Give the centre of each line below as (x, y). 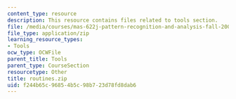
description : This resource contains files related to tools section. (113, 20)
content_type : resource (42, 14)
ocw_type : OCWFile (34, 53)
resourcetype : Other (38, 72)
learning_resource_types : (45, 40)
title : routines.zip (38, 78)
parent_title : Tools (38, 59)
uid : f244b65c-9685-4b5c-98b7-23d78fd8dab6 (72, 85)
